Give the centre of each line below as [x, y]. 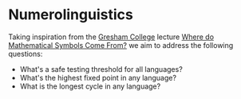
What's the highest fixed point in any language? [98, 77]
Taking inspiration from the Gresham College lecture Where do [111, 37]
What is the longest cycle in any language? [90, 86]
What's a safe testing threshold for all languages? [101, 69]
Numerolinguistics [71, 15]
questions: [26, 53]
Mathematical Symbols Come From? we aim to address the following [121, 45]
